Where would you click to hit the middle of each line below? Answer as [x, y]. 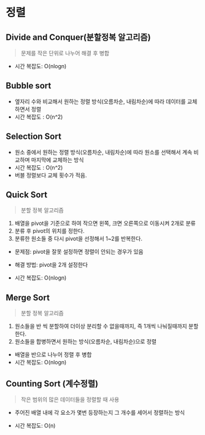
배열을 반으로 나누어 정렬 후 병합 [53, 355]
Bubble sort [29, 86]
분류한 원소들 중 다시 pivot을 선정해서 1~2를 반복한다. [78, 239]
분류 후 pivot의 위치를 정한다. [49, 231]
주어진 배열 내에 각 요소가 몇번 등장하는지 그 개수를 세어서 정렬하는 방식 [100, 413]
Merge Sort [28, 298]
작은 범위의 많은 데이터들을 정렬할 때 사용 [70, 399]
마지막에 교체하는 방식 [57, 160]
